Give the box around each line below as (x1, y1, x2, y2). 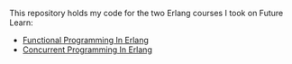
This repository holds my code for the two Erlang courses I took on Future (9, 8, 284, 18)
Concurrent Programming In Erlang (22, 44, 153, 55)
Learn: (9, 17, 33, 28)
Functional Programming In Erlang (22, 35, 149, 45)
